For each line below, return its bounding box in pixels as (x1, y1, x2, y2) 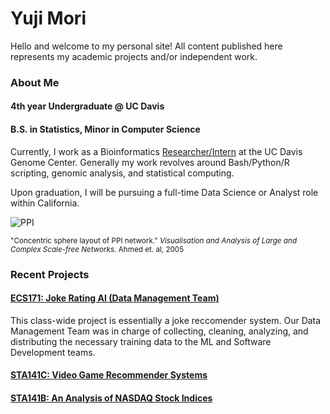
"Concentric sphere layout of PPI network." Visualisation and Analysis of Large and (10, 235, 298, 246)
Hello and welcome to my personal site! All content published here (10, 40, 283, 52)
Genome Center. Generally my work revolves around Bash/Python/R (10, 156, 290, 168)
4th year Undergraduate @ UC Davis (10, 100, 165, 112)
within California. (10, 197, 80, 209)
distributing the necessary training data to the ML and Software (10, 335, 272, 347)
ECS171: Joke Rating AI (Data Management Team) (10, 292, 220, 304)
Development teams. (10, 346, 96, 358)
